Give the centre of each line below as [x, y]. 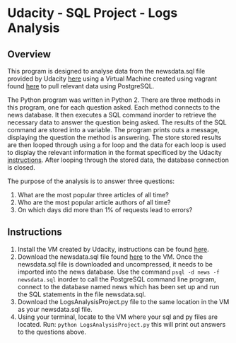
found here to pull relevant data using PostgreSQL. [81, 86]
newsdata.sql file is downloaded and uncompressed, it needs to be [115, 264]
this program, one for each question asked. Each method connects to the [114, 107]
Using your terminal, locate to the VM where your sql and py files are [117, 317]
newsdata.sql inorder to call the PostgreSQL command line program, [117, 279]
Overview [29, 54]
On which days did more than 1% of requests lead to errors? [105, 210]
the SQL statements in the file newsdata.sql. [82, 294]
